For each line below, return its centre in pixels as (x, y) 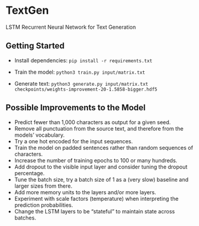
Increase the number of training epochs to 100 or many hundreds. (96, 160)
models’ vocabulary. (39, 135)
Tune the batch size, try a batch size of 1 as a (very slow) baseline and (101, 179)
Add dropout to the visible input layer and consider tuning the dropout (101, 167)
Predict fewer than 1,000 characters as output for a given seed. (93, 122)
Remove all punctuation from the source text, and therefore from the (99, 128)
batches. (25, 218)
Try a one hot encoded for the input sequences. (73, 141)
